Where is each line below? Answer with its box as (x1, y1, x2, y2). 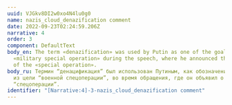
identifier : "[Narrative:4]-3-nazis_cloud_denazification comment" (7, 87, 206, 94)
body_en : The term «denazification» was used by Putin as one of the (7, 49, 212, 56)
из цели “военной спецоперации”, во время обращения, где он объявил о (13, 74, 224, 82)
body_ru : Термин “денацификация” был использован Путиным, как (7, 68, 193, 75)
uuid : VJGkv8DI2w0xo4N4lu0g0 (7, 10, 91, 17)
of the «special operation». (13, 61, 97, 68)
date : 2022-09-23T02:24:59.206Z (7, 23, 100, 30)
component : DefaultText (7, 42, 76, 49)
